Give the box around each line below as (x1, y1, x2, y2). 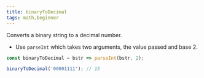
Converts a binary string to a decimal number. (6, 31, 122, 38)
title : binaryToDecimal (6, 9, 68, 15)
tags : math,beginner (6, 15, 60, 21)
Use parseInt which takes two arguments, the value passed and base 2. (15, 43, 198, 51)
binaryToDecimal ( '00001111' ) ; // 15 (6, 66, 100, 72)
